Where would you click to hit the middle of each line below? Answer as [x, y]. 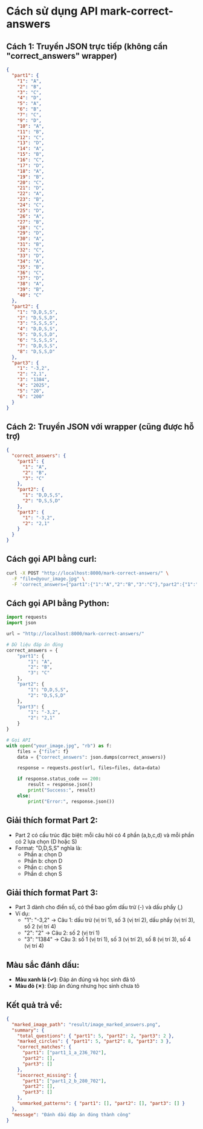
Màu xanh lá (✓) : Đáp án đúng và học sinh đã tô [75, 979]
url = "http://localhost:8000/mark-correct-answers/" [76, 634]
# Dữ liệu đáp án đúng [35, 644]
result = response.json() [61, 785]
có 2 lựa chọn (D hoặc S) [46, 841]
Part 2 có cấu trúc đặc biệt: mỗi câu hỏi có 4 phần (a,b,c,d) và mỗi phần [105, 835]
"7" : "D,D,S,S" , [38, 346]
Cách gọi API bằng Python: [58, 603]
